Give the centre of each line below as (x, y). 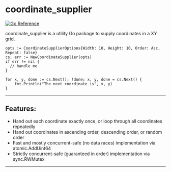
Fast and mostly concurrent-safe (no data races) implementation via (84, 143)
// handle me (24, 66)
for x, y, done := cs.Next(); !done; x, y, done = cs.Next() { (74, 79)
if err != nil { (22, 62)
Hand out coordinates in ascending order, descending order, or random (87, 132)
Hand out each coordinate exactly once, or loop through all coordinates (88, 121)
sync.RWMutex (28, 159)
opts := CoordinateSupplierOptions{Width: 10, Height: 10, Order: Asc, (83, 48)
